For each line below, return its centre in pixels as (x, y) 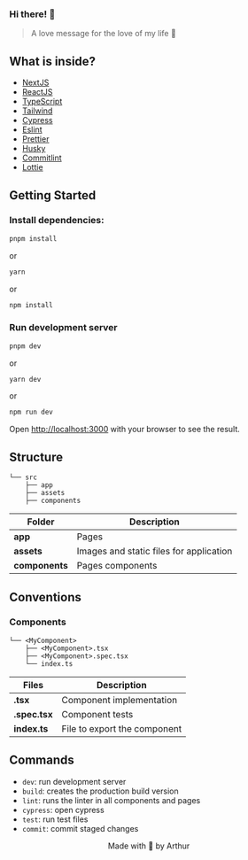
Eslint (32, 130)
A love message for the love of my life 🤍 (104, 34)
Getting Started (53, 195)
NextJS (35, 82)
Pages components (117, 566)
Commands (42, 760)
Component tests (97, 714)
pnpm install (33, 238)
